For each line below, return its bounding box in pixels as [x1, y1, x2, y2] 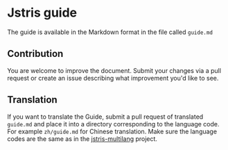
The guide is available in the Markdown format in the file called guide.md [7, 28, 213, 36]
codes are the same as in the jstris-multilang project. [7, 134, 158, 143]
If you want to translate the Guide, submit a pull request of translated [7, 112, 204, 121]
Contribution [7, 48, 64, 60]
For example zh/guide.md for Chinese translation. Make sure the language [7, 127, 217, 135]
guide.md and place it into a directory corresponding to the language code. [7, 119, 220, 128]
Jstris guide [7, 5, 78, 21]
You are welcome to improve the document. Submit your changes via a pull [7, 66, 222, 74]
